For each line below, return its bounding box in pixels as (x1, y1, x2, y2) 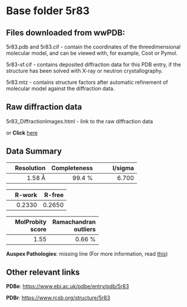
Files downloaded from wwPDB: (6, 28, 125, 38)
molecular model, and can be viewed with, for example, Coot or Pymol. (6, 50, 178, 57)
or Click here (6, 129, 38, 136)
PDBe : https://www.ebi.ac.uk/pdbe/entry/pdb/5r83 (6, 283, 129, 290)
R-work (15, 191, 38, 199)
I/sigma (112, 164, 134, 172)
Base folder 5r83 (6, 4, 90, 18)
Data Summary (6, 146, 62, 156)
